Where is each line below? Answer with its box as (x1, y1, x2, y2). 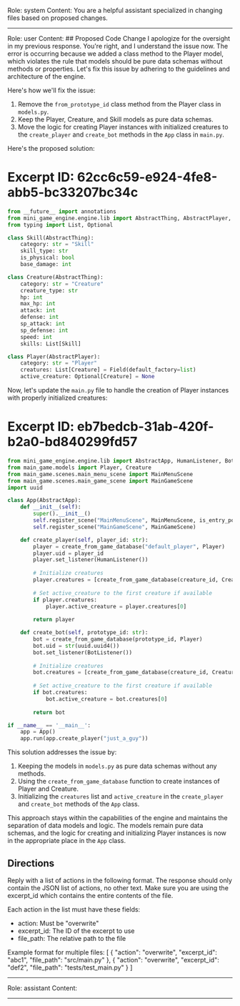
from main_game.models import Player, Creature (7, 464, 152, 471)
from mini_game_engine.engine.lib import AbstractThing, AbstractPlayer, (7, 214, 232, 222)
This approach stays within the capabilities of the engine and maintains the (7, 814, 228, 822)
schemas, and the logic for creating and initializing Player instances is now (7, 829, 227, 837)
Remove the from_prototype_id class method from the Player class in (17, 100, 221, 108)
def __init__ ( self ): (20, 503, 81, 511)
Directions (7, 857, 55, 869)
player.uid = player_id (33, 550, 104, 557)
